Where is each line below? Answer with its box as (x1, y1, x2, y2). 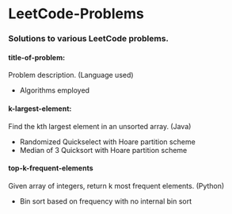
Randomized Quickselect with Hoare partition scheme (19, 136, 196, 147)
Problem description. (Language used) (8, 71, 134, 80)
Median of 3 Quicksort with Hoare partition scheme (19, 145, 188, 155)
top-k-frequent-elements (8, 163, 93, 173)
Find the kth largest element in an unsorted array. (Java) (8, 121, 192, 131)
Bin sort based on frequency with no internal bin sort (19, 196, 192, 206)
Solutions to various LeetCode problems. (8, 33, 169, 44)
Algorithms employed (19, 86, 89, 95)
